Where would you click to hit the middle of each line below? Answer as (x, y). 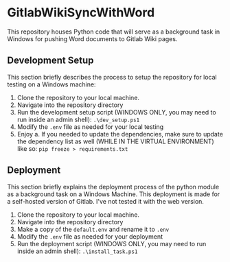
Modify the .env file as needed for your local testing (90, 127)
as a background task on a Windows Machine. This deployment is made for (114, 194)
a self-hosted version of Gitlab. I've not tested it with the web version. (106, 201)
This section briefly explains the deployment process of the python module (113, 187)
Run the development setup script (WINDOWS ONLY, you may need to (116, 112)
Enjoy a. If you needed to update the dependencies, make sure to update (120, 134)
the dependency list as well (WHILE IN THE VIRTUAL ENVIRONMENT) (115, 141)
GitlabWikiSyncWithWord (81, 13)
